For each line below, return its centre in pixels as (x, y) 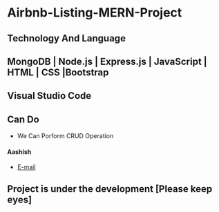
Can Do (23, 119)
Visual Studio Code (49, 96)
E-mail (26, 167)
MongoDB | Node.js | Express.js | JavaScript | (107, 61)
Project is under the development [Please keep (110, 189)
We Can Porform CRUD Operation (65, 136)
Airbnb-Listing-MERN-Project (95, 13)
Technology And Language (67, 38)
